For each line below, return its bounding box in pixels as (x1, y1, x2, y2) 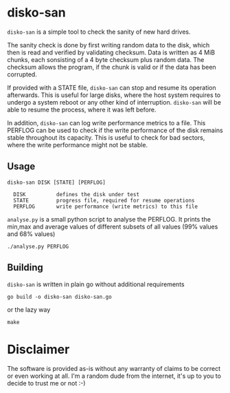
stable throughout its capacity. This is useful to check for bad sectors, (7, 133, 205, 142)
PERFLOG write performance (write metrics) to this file (13, 203, 198, 210)
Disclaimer (7, 341, 70, 357)
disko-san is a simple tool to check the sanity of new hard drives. (7, 28, 191, 36)
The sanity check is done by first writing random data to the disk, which (7, 41, 210, 49)
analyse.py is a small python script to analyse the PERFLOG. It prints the (7, 215, 211, 223)
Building (7, 262, 43, 273)
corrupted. (7, 70, 38, 78)
